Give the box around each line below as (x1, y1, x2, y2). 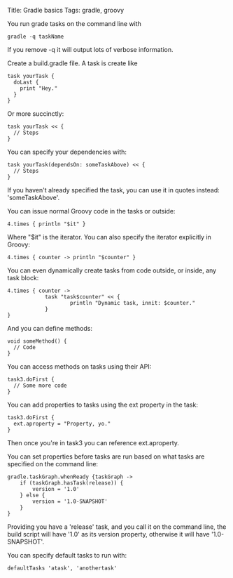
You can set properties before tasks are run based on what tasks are (7, 452, 205, 461)
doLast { (13, 79, 39, 86)
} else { (20, 492, 45, 499)
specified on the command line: (7, 460, 99, 468)
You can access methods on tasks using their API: (7, 362, 152, 371)
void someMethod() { (7, 338, 68, 345)
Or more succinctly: (7, 110, 64, 118)
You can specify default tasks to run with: (7, 551, 127, 559)
